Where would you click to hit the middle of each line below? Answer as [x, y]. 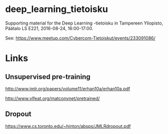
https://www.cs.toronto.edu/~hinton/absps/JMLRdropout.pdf [68, 126]
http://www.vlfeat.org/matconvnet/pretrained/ [53, 98]
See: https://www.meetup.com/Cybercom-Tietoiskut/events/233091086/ [80, 38]
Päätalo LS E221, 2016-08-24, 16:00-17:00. [49, 28]
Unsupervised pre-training [48, 77]
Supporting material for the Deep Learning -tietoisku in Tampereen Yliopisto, [84, 23]
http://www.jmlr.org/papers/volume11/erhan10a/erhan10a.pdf [68, 88]
